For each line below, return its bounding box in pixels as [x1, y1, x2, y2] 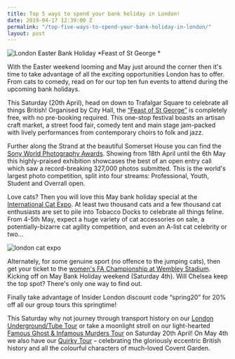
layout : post [7, 29, 46, 37]
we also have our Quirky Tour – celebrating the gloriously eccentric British [7, 337, 222, 345]
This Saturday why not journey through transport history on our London [7, 314, 214, 323]
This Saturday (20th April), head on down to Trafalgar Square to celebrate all [7, 99, 229, 107]
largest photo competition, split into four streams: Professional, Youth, [7, 172, 209, 180]
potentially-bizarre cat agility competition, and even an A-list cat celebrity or [7, 222, 228, 231]
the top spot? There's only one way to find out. [7, 280, 142, 288]
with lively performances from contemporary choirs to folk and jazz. [7, 128, 203, 137]
